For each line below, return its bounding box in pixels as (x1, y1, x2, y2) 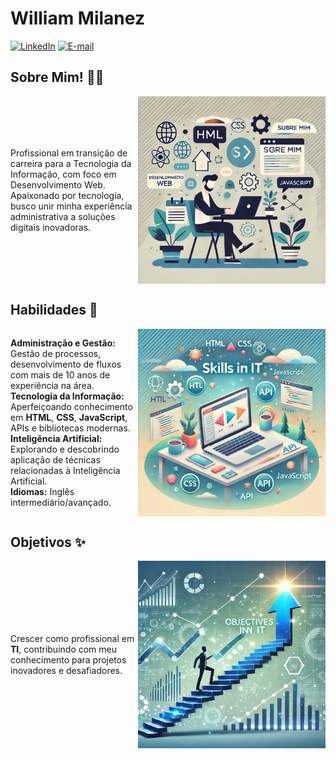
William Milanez (10, 7, 145, 30)
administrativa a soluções (10, 210, 116, 222)
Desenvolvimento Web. (10, 178, 106, 191)
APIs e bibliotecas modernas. (10, 422, 131, 434)
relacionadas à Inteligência (10, 464, 121, 476)
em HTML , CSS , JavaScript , (10, 411, 128, 423)
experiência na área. (10, 379, 95, 391)
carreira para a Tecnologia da (10, 157, 132, 169)
